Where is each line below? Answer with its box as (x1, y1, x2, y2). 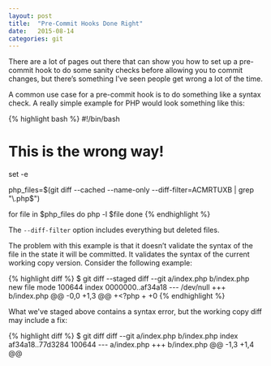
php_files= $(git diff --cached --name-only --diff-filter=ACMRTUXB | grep (8, 185, 254, 195)
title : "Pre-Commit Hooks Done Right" (8, 19, 144, 28)
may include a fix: (8, 316, 67, 325)
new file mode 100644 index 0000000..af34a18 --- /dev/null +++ (8, 282, 226, 292)
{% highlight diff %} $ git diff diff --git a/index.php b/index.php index (8, 331, 239, 341)
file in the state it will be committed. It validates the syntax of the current (8, 249, 250, 260)
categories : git (8, 34, 63, 43)
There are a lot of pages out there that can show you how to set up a (8, 57, 238, 67)
